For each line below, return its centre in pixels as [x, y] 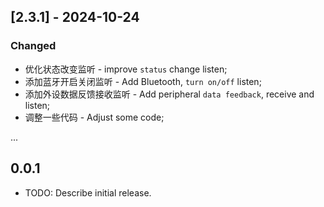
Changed [33, 46]
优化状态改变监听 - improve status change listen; [126, 69]
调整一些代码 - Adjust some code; [94, 117]
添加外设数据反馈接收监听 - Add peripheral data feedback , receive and [169, 94]
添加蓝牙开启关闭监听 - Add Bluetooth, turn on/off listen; [143, 81]
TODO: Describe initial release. [88, 192]
